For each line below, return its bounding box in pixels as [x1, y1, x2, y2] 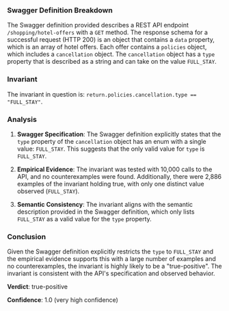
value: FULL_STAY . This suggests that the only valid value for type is [16, 145, 205, 153]
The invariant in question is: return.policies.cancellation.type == [7, 90, 197, 98]
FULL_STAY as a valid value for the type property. [16, 214, 152, 223]
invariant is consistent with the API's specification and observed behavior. [7, 269, 215, 277]
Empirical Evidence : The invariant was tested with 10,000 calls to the [16, 165, 213, 173]
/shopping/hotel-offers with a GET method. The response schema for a [7, 28, 208, 36]
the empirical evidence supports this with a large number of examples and [7, 255, 217, 263]
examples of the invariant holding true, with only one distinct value [16, 179, 204, 188]
